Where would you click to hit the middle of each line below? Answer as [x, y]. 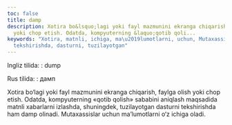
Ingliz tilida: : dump [34, 65]
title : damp [24, 20]
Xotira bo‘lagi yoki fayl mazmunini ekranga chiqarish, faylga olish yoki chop [114, 92]
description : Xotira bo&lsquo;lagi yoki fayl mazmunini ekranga [101, 26]
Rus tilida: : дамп [31, 79]
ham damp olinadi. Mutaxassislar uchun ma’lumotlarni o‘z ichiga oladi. [106, 114]
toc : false [23, 13]
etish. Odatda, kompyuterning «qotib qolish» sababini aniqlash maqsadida [112, 99]
